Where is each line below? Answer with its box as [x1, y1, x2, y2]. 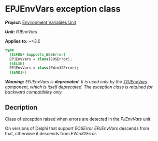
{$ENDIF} [9, 70, 27, 75]
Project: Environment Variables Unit [5, 19, 76, 25]
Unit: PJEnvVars [5, 29, 38, 34]
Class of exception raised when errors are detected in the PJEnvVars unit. [5, 116, 152, 122]
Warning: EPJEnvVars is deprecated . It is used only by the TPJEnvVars [5, 79, 147, 85]
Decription [5, 103, 38, 111]
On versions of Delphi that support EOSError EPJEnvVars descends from [5, 125, 150, 131]
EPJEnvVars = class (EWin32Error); [9, 65, 79, 71]
